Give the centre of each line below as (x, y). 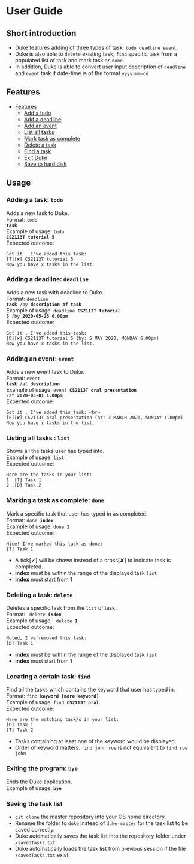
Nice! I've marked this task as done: (54, 544)
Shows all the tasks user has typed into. (55, 451)
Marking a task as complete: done (55, 500)
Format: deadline (27, 299)
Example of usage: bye (34, 788)
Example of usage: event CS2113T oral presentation (71, 390)
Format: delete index (34, 614)
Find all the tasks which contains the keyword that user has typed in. (91, 690)
